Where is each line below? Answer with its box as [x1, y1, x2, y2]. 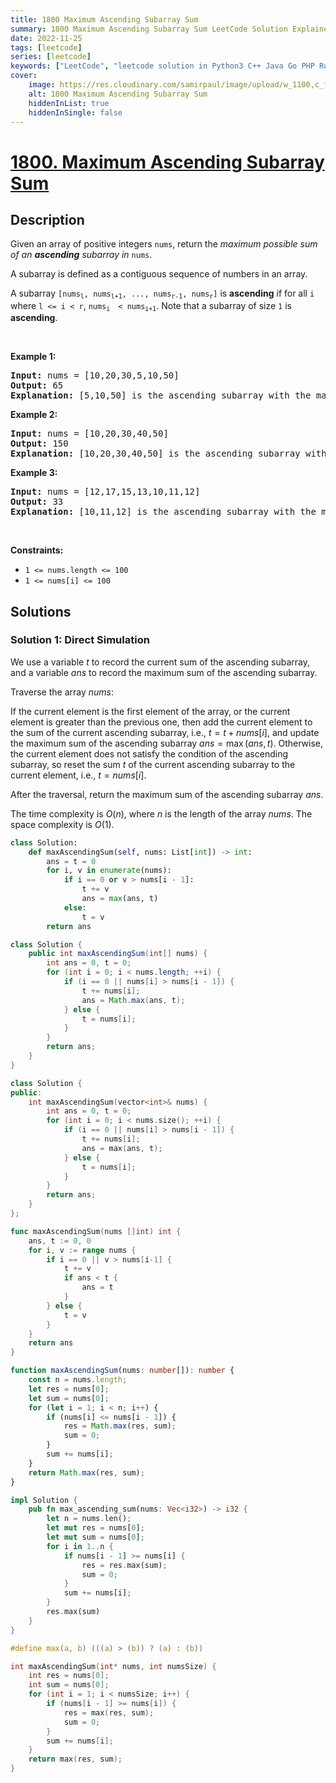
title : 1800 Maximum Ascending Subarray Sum [10, 14, 199, 25]
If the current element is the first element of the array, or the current [10, 705, 291, 717]
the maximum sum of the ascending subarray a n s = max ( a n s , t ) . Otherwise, [10, 737, 324, 749]
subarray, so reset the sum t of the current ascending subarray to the [10, 758, 296, 770]
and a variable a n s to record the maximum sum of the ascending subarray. [10, 666, 318, 678]
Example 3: [10, 467, 58, 479]
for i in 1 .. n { [46, 1541, 114, 1551]
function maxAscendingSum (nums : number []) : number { [10, 1366, 235, 1376]
